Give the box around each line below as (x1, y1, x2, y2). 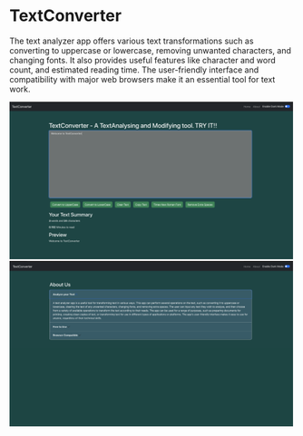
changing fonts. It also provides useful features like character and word (9, 54, 277, 65)
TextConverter (9, 5, 122, 26)
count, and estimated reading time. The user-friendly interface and (9, 64, 259, 75)
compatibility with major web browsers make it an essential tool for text (9, 73, 276, 84)
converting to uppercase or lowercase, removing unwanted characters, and (9, 44, 292, 55)
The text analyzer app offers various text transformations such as (9, 35, 254, 46)
